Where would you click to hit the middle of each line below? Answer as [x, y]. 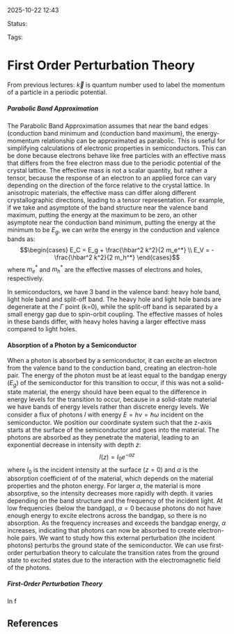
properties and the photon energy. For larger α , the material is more [104, 486]
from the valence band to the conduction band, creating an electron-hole [112, 368]
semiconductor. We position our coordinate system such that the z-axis [110, 423]
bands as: [22, 239]
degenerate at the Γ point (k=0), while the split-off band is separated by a [112, 307]
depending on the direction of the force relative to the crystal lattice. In [109, 185]
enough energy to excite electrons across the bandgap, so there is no [107, 516]
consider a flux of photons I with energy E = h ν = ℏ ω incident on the [106, 415]
